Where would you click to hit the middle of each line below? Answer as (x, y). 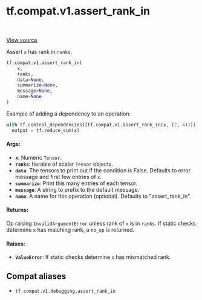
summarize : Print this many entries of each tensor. (76, 183)
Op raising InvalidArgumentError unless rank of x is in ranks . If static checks (101, 223)
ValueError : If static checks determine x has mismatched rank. (93, 257)
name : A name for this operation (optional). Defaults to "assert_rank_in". (103, 196)
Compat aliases (36, 276)
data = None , (31, 80)
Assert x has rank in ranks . (39, 51)
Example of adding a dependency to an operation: (69, 114)
